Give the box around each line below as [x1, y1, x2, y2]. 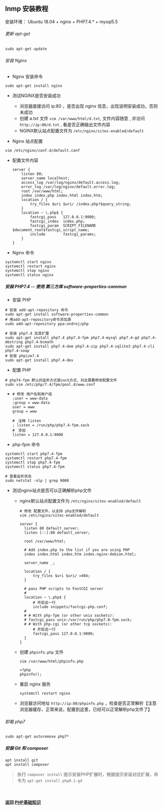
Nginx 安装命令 [12, 73, 43, 80]
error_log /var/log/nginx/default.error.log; [21, 184, 116, 190]
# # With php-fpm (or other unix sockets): [24, 613, 114, 618]
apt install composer [5, 762, 50, 767]
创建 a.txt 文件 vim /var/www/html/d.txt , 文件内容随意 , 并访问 [19, 115, 145, 122]
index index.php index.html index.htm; [21, 193, 103, 198]
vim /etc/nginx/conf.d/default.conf [5, 148, 80, 153]
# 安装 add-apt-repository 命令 [5, 307, 69, 313]
